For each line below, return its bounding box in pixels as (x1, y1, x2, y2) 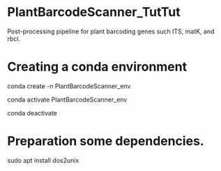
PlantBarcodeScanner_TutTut (7, 4, 181, 20)
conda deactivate (7, 108, 58, 117)
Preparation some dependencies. (7, 133, 204, 149)
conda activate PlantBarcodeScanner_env (7, 95, 128, 104)
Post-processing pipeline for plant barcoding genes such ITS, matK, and (7, 27, 215, 35)
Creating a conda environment (7, 59, 187, 75)
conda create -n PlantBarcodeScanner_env (7, 81, 131, 90)
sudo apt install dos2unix (7, 156, 79, 164)
